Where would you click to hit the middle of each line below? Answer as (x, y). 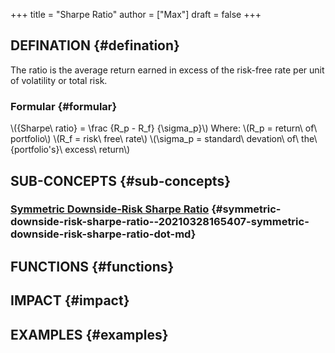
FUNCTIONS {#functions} (92, 266)
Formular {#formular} (64, 106)
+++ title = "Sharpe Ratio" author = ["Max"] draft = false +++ (136, 14)
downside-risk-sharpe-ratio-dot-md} (103, 234)
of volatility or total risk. (59, 80)
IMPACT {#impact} (70, 300)
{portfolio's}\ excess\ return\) (70, 150)
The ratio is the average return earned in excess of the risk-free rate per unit (167, 70)
